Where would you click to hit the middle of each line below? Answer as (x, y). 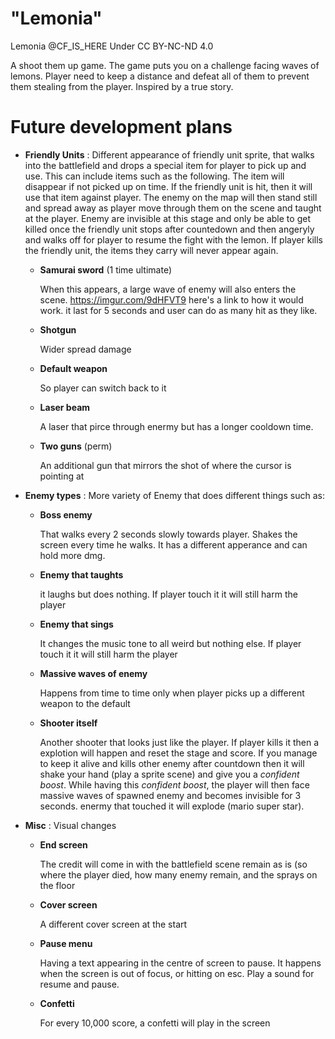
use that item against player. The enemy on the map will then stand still (171, 197)
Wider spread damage (85, 349)
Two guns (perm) (76, 446)
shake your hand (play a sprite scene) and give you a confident (169, 774)
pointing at (62, 476)
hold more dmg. (72, 555)
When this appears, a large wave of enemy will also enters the (168, 289)
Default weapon (73, 368)
